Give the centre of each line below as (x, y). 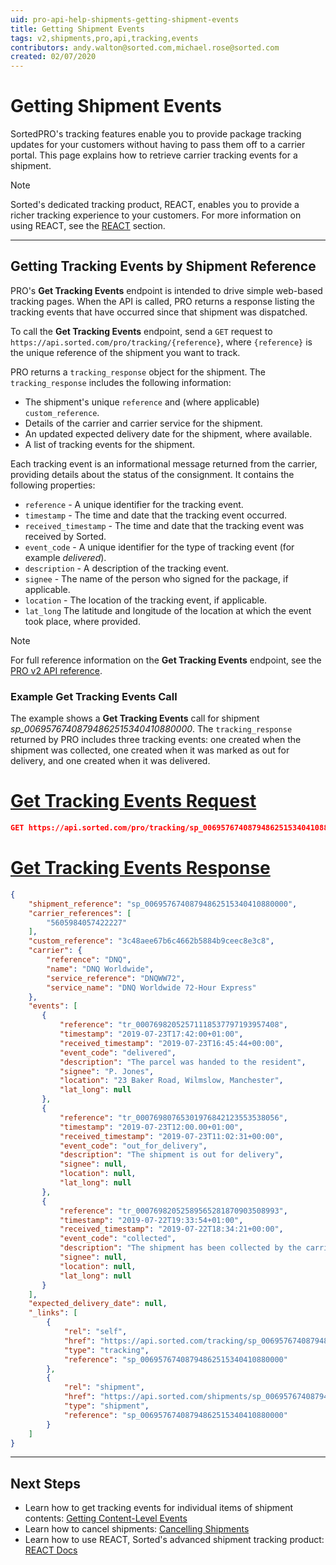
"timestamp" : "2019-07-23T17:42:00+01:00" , (151, 1034)
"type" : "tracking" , (106, 1350)
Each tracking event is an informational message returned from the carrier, (164, 463)
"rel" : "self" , (95, 1332)
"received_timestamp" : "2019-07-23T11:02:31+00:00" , (171, 1136)
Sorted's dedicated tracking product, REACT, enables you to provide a (155, 205)
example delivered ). (65, 557)
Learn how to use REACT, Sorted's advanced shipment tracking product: (174, 1540)
